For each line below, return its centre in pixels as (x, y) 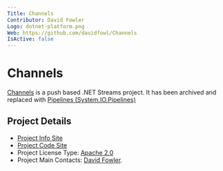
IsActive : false (30, 39)
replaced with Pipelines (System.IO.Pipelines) (71, 100)
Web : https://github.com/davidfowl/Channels (72, 33)
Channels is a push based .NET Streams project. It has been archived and (112, 92)
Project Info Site (40, 138)
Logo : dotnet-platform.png (46, 26)
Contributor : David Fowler (46, 20)
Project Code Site (42, 145)
